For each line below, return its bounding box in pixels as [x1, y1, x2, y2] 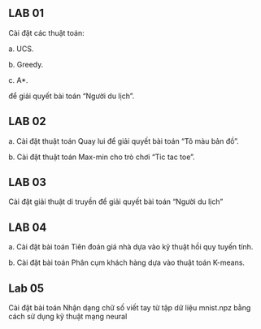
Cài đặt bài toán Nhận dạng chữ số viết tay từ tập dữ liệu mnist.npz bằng [8, 303, 251, 313]
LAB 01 [8, 6, 45, 20]
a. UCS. [8, 44, 34, 54]
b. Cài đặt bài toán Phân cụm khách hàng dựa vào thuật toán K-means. [8, 258, 246, 267]
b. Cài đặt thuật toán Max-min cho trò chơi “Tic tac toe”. [8, 152, 195, 162]
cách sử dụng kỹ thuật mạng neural [8, 312, 128, 322]
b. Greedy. [8, 59, 44, 69]
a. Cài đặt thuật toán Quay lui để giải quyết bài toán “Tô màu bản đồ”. [8, 136, 240, 145]
